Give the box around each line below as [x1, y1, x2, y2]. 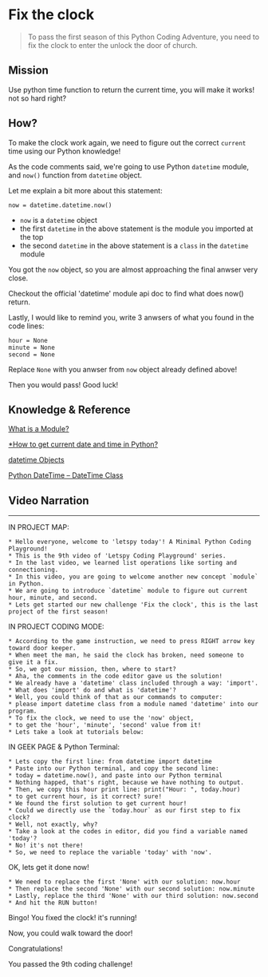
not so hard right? [8, 93, 66, 103]
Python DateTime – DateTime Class [8, 471, 124, 480]
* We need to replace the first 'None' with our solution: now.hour [8, 878, 241, 886]
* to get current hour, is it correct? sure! [8, 792, 162, 800]
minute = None [8, 344, 56, 351]
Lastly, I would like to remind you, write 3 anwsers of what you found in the [8, 312, 254, 322]
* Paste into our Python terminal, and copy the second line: [8, 765, 219, 772]
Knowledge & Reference [8, 403, 131, 416]
